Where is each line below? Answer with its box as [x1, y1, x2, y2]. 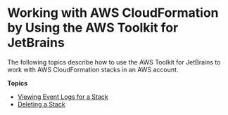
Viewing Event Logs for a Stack [17, 93, 108, 101]
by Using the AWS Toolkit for [7, 20, 179, 36]
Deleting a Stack [17, 100, 65, 108]
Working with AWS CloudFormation [7, 5, 219, 21]
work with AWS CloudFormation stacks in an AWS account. [7, 65, 179, 74]
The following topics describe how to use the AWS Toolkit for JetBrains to [7, 57, 221, 66]
